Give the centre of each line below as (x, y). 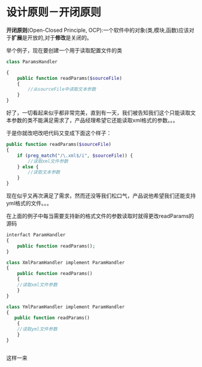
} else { (28, 167)
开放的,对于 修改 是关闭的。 (60, 37)
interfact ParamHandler (36, 235)
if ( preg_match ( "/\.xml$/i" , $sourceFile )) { (75, 156)
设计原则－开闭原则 (54, 12)
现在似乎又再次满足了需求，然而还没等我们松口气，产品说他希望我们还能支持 (101, 196)
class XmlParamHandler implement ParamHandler (66, 262)
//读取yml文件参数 (37, 329)
